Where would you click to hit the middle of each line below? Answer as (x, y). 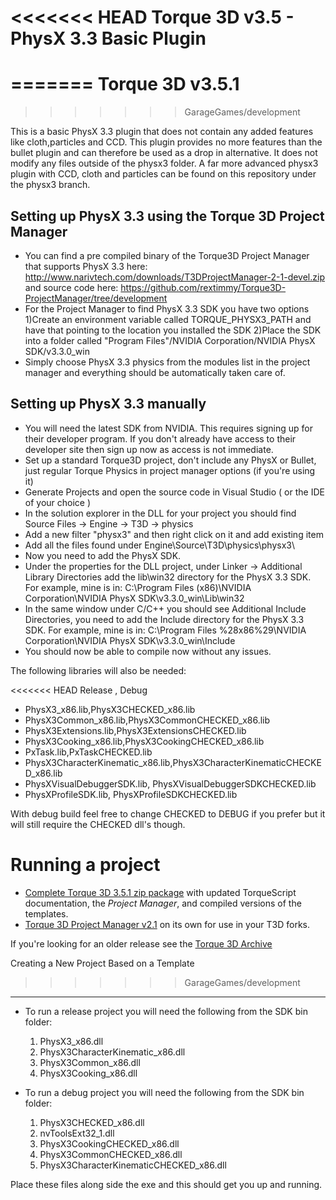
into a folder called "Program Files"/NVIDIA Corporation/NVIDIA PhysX (170, 340)
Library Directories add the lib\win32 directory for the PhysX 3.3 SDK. (168, 577)
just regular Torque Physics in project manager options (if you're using (170, 470)
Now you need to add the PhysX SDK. (103, 555)
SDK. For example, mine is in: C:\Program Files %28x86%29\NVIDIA (165, 630)
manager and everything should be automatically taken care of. (155, 372)
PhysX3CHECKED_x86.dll (92, 1122)
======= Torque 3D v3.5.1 (125, 84)
